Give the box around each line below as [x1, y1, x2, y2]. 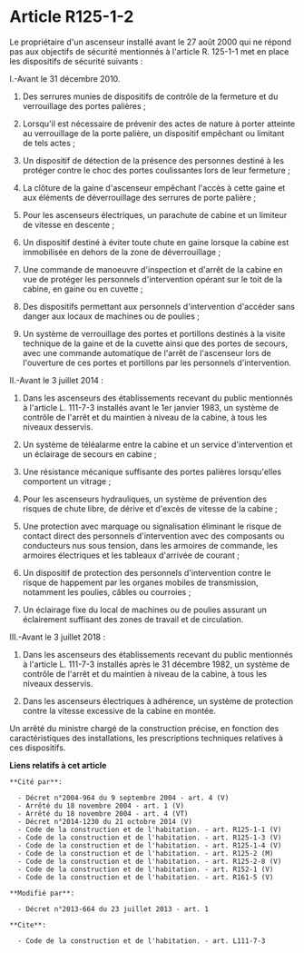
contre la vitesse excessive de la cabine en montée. [22, 705, 216, 716]
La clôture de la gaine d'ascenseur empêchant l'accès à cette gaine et [22, 182, 286, 193]
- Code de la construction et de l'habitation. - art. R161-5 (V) [17, 872, 274, 882]
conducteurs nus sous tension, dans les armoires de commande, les [22, 540, 279, 551]
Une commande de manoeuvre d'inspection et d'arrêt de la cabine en [22, 263, 283, 274]
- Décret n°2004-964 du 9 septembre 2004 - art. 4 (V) [17, 793, 230, 802]
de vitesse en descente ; [22, 219, 115, 230]
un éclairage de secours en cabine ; [22, 448, 157, 460]
